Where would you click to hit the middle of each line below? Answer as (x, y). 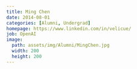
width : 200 (25, 51)
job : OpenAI (21, 34)
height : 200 (27, 56)
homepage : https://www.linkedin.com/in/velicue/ (69, 28)
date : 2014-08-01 (28, 17)
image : (15, 40)
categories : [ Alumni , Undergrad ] (48, 23)
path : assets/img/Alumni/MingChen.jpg (61, 46)
